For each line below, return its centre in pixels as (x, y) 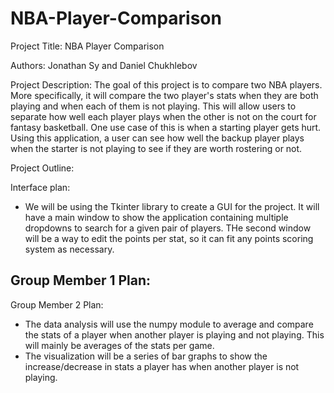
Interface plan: (40, 187)
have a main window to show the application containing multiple (156, 217)
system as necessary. (69, 249)
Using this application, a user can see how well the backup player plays (157, 138)
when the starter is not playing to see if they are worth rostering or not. (156, 148)
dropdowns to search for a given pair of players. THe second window (168, 228)
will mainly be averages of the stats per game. (119, 345)
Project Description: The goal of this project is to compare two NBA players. (166, 84)
